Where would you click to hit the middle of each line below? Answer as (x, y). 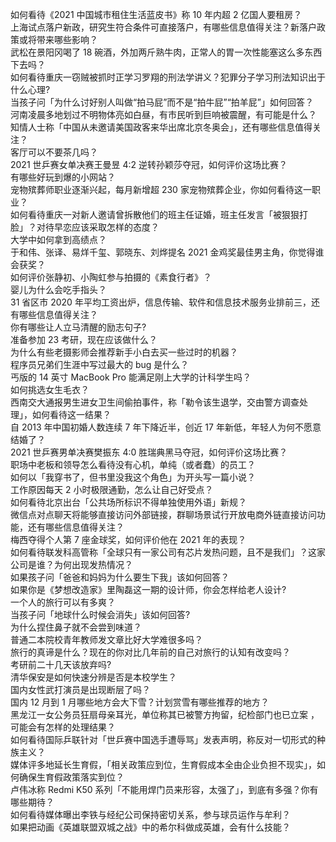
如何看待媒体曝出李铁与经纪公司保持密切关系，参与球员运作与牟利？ (150, 814)
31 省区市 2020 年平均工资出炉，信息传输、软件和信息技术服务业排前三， (161, 302)
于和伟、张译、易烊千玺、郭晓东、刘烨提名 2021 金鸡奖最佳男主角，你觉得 (163, 252)
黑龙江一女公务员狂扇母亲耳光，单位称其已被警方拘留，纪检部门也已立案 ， (165, 714)
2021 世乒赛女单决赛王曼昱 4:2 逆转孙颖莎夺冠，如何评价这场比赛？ (149, 164)
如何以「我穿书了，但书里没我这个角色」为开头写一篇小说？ (133, 477)
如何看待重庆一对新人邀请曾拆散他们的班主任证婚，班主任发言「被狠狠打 (159, 214)
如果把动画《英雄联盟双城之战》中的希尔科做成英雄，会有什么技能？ (150, 827)
